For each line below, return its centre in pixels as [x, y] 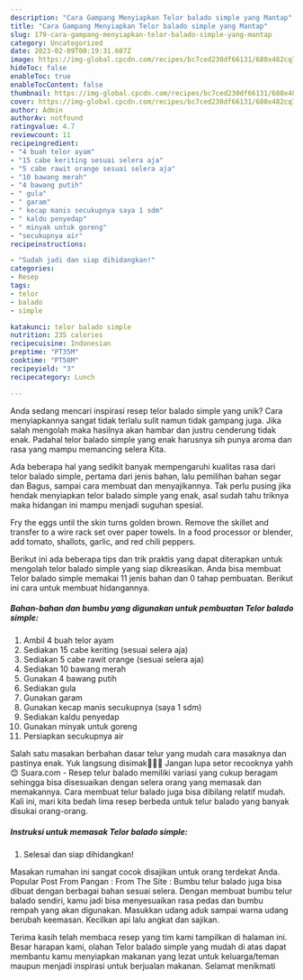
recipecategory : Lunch [53, 377]
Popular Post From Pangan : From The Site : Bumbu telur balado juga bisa [146, 882]
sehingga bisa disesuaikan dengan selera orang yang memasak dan [136, 783]
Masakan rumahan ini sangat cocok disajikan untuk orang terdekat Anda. [145, 872]
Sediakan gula [49, 688]
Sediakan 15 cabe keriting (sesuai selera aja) [106, 650]
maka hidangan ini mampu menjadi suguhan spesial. [107, 505]
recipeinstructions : [49, 244]
